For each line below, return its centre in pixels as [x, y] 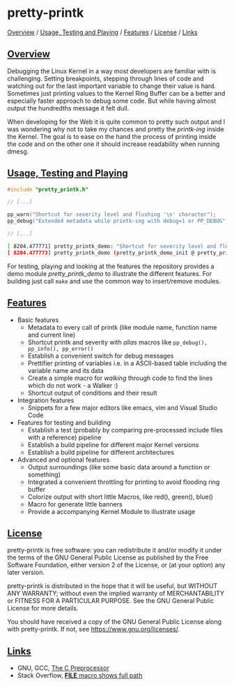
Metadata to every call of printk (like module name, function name [122, 327]
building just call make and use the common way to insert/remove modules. [114, 281]
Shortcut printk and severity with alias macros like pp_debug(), [117, 342]
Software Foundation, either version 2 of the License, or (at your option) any [116, 565]
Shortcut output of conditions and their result [93, 393]
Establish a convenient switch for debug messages [101, 356]
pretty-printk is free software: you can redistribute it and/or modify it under [115, 550]
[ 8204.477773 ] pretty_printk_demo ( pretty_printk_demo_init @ [101, 253]
